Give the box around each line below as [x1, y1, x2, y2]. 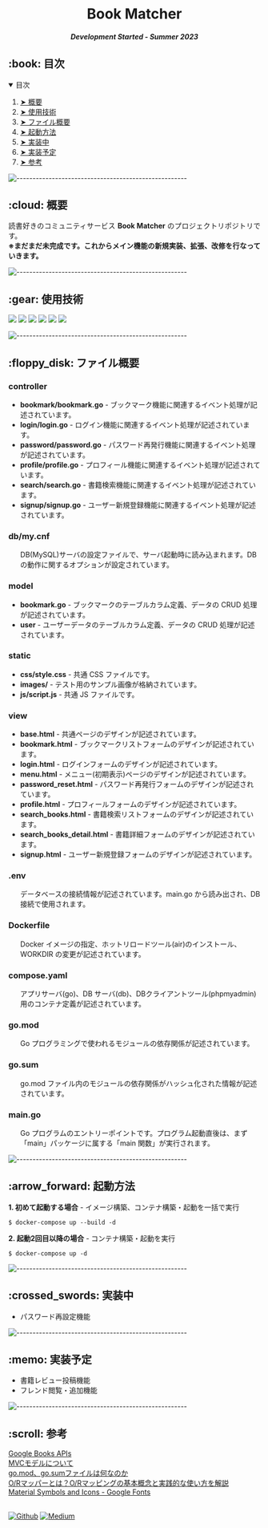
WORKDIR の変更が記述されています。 [19, 949, 146, 959]
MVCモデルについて [8, 1458, 74, 1468]
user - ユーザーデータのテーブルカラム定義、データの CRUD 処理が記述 [19, 619, 255, 630]
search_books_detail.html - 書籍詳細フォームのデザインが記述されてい [19, 829, 255, 839]
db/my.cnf [8, 530, 50, 541]
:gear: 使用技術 [8, 292, 84, 306]
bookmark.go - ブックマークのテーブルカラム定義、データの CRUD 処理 [19, 599, 258, 610]
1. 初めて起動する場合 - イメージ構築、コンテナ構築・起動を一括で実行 [8, 1202, 240, 1212]
